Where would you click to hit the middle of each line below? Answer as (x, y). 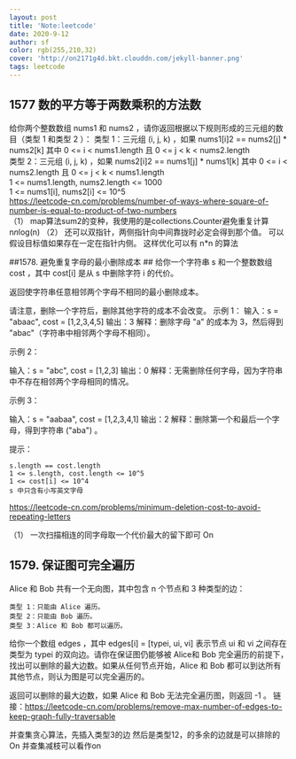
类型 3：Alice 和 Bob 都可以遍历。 (68, 625)
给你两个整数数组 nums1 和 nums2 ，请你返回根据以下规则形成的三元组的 (143, 128)
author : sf (29, 42)
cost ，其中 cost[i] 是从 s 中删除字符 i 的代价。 (94, 273)
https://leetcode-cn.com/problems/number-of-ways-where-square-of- (139, 201)
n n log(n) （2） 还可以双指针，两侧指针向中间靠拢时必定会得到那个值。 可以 (147, 232)
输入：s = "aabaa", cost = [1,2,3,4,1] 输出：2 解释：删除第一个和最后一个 (141, 419)
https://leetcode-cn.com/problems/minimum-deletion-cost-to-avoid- (135, 507)
